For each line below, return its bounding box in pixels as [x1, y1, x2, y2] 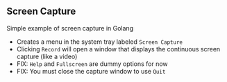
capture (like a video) [16, 52, 78, 60]
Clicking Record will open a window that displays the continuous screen [16, 44, 221, 53]
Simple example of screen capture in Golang [6, 24, 133, 32]
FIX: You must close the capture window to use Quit [16, 67, 166, 75]
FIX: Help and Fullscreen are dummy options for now [16, 59, 168, 68]
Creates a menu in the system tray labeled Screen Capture [16, 38, 183, 46]
